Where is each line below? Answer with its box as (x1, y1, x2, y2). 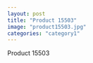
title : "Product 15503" (7, 17, 77, 24)
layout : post (7, 10, 46, 17)
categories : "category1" (7, 29, 80, 37)
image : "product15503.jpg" (7, 23, 87, 30)
